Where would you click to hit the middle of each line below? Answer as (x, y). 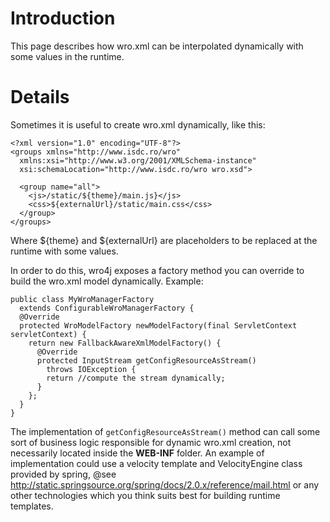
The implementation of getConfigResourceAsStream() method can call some (165, 431)
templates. (32, 506)
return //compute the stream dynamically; (136, 378)
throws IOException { (91, 369)
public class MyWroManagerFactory (82, 299)
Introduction (63, 18)
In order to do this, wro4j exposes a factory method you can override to (157, 270)
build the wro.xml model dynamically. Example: (107, 281)
